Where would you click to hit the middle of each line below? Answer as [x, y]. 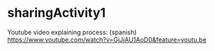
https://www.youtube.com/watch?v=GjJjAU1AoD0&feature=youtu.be [107, 39]
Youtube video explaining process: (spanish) [72, 32]
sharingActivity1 [57, 13]
